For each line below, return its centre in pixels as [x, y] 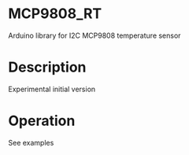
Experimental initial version [52, 89]
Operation [42, 121]
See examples [31, 142]
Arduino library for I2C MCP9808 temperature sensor [94, 35]
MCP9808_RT [55, 14]
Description [47, 67]
